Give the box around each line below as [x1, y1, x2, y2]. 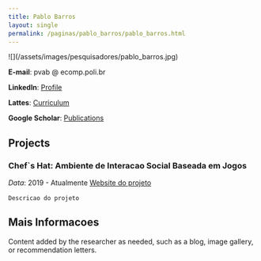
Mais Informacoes [8, 216, 100, 229]
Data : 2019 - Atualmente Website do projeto [8, 178, 152, 187]
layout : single [8, 21, 59, 29]
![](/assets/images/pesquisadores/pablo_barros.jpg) [8, 52, 179, 62]
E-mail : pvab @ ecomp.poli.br [8, 67, 106, 77]
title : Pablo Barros [8, 13, 77, 21]
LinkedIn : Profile [8, 83, 62, 93]
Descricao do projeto [8, 195, 80, 202]
